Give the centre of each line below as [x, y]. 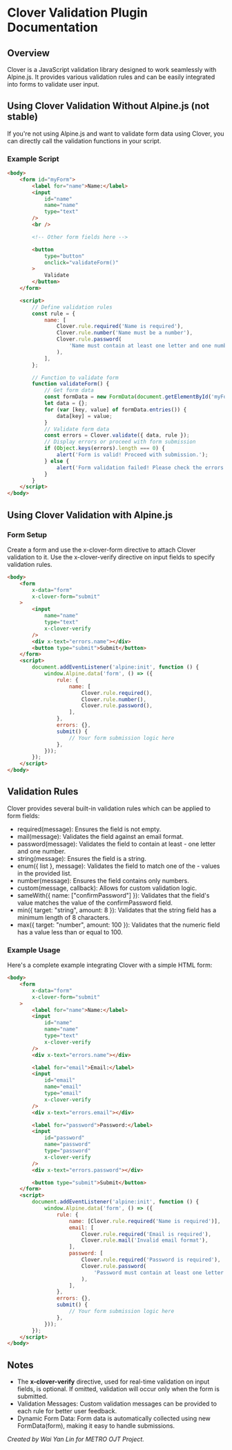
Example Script [33, 158]
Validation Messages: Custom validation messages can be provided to [117, 1404]
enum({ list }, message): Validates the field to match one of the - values [118, 866]
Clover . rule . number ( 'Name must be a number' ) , [125, 333]
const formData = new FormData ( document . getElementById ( [128, 397]
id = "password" [64, 1138]
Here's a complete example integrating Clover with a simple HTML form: [110, 965]
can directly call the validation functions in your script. [84, 141]
